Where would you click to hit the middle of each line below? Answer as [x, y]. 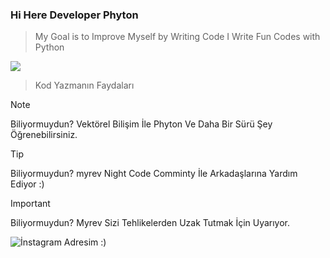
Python [49, 47]
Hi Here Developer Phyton [74, 15]
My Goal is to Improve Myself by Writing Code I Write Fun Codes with [177, 37]
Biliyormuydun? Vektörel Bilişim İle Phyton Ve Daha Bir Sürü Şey [141, 124]
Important [30, 204]
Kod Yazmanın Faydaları [84, 85]
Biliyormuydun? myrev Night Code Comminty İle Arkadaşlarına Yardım [154, 174]
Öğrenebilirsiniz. [44, 135]
